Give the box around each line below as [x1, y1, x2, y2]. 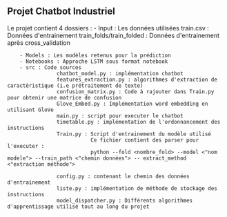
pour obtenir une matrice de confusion [7, 94, 122, 101]
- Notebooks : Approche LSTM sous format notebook [19, 58, 168, 65]
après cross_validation [7, 38, 70, 47]
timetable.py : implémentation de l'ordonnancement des [56, 118, 221, 125]
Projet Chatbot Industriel [7, 6, 115, 17]
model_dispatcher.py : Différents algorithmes [56, 197, 193, 204]
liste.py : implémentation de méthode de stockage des [56, 185, 217, 192]
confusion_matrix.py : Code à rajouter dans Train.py [56, 88, 215, 95]
